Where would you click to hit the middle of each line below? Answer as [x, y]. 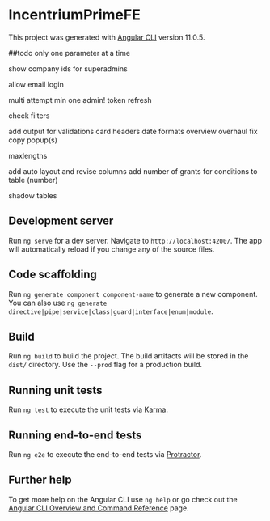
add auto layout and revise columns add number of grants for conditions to [133, 171]
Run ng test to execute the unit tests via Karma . [88, 409]
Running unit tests [55, 390]
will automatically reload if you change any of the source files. [112, 249]
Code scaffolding [53, 275]
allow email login [36, 84]
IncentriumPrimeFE [75, 15]
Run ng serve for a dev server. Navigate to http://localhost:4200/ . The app [135, 240]
